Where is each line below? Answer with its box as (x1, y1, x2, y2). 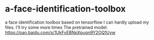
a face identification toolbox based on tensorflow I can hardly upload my (5, 19, 149, 25)
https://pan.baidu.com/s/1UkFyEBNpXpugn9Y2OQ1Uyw (5, 29, 116, 35)
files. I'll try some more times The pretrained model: (5, 24, 108, 30)
